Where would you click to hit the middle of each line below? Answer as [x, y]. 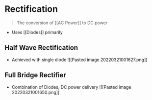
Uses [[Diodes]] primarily [37, 32]
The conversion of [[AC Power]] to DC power [62, 23]
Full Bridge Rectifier [36, 75]
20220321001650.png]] [36, 92]
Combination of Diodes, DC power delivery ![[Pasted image [71, 87]
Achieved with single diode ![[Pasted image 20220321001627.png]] [79, 60]
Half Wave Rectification [41, 48]
